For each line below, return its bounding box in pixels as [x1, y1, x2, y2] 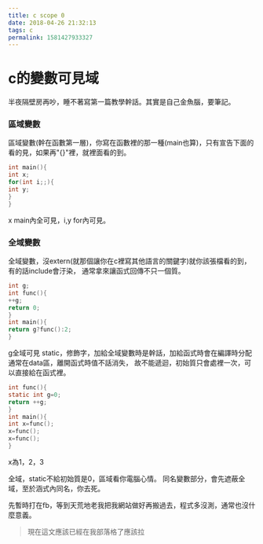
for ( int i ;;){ [8, 178, 55, 186]
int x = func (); [8, 420, 55, 428]
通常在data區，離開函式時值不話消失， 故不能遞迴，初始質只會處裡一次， [8, 358, 245, 368]
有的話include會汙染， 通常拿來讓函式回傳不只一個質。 [8, 266, 185, 276]
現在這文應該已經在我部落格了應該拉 [27, 527, 145, 536]
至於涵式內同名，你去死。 [21, 483, 104, 493]
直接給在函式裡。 [14, 368, 71, 377]
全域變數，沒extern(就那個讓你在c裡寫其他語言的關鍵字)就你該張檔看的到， [8, 256, 251, 266]
